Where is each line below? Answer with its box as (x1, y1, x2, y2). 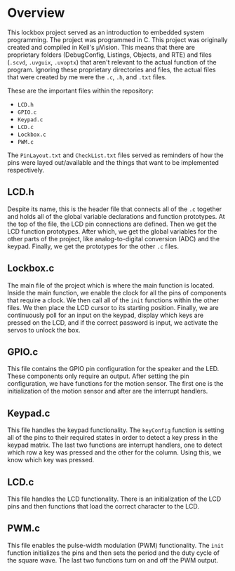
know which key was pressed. (7, 456, 95, 464)
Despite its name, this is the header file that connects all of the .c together (7, 205, 222, 213)
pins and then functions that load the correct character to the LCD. (7, 502, 200, 510)
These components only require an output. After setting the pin (7, 372, 189, 380)
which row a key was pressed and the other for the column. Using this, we (7, 448, 222, 457)
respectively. (7, 166, 44, 174)
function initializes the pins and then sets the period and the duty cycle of (7, 549, 220, 557)
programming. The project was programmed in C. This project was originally (7, 35, 228, 43)
